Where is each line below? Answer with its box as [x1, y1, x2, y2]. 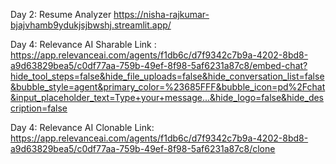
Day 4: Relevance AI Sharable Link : [10, 39, 157, 50]
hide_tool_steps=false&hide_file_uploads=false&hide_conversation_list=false [10, 70, 325, 82]
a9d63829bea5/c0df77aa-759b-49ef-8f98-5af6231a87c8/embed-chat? [10, 60, 308, 71]
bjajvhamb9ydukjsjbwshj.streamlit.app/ [10, 19, 172, 31]
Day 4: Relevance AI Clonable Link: [10, 122, 155, 133]
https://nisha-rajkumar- [113, 9, 210, 20]
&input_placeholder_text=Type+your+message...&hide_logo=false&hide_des [10, 92, 325, 103]
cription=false [10, 102, 68, 114]
